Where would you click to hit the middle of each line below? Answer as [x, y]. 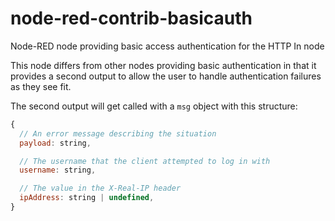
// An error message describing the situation [118, 133]
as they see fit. [41, 86]
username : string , [58, 170]
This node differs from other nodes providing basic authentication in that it [163, 65]
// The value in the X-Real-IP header [100, 188]
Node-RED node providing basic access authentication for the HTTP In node [167, 46]
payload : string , [55, 143]
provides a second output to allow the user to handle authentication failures [166, 76]
